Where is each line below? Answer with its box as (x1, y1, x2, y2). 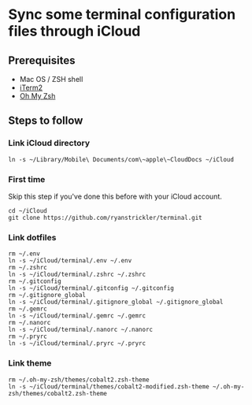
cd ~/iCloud (8, 206, 47, 214)
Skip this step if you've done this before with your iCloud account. (8, 191, 222, 201)
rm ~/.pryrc (8, 333, 47, 340)
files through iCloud (8, 22, 141, 40)
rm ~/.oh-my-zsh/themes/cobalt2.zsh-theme (8, 376, 150, 384)
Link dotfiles (8, 232, 57, 243)
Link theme (8, 358, 52, 369)
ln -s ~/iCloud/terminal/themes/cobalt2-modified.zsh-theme (8, 382, 210, 391)
